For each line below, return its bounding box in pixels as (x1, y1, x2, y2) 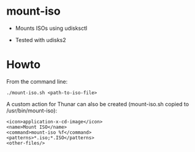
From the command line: (6, 78, 68, 85)
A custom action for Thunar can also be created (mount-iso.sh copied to (6, 100, 189, 107)
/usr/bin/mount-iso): (6, 107, 57, 114)
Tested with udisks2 (15, 36, 66, 43)
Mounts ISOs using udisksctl (15, 24, 88, 32)
